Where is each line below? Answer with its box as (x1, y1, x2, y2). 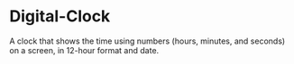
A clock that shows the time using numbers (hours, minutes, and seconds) (9, 36, 286, 46)
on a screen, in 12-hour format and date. (9, 44, 160, 55)
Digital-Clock (9, 6, 111, 27)
